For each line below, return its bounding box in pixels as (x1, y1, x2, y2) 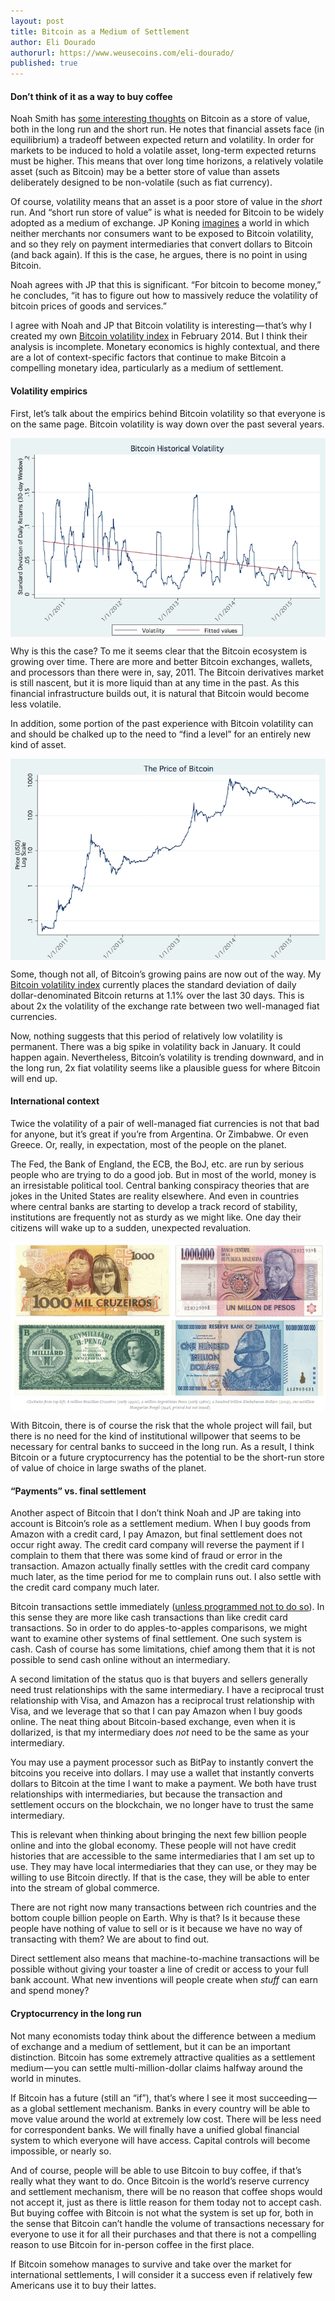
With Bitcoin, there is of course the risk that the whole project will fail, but (10, 1420, 313, 1432)
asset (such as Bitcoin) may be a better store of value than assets (10, 166, 280, 178)
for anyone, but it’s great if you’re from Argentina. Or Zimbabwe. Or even (10, 1128, 309, 1140)
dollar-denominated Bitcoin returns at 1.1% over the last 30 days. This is (10, 989, 305, 1001)
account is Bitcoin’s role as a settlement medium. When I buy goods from (10, 1518, 311, 1530)
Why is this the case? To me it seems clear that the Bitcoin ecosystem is (10, 645, 308, 657)
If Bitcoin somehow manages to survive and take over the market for (10, 2258, 292, 2270)
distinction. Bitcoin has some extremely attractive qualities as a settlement (10, 2051, 316, 2063)
